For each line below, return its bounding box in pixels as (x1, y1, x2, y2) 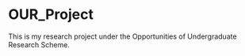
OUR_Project (8, 6, 94, 24)
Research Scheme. (8, 39, 70, 49)
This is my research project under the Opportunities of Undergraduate (8, 32, 237, 41)
